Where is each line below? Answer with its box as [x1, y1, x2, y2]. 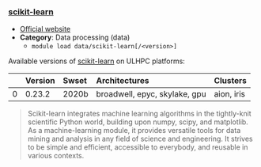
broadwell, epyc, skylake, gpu [96, 89, 207, 100]
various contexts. [27, 151, 85, 161]
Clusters [214, 75, 247, 86]
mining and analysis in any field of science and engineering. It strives [27, 134, 253, 144]
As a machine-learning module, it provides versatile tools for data [27, 126, 241, 135]
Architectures [96, 75, 149, 86]
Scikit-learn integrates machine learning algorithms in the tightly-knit [27, 109, 252, 119]
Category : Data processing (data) [19, 32, 130, 42]
